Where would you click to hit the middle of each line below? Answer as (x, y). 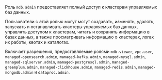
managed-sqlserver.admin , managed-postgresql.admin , (58, 62)
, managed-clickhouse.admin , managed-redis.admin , (87, 67)
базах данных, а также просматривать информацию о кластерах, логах (80, 37)
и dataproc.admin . (52, 72)
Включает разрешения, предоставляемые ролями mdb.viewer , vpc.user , (79, 51)
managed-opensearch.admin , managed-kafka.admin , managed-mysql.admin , (75, 57)
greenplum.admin (21, 67)
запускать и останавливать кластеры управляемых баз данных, (72, 27)
